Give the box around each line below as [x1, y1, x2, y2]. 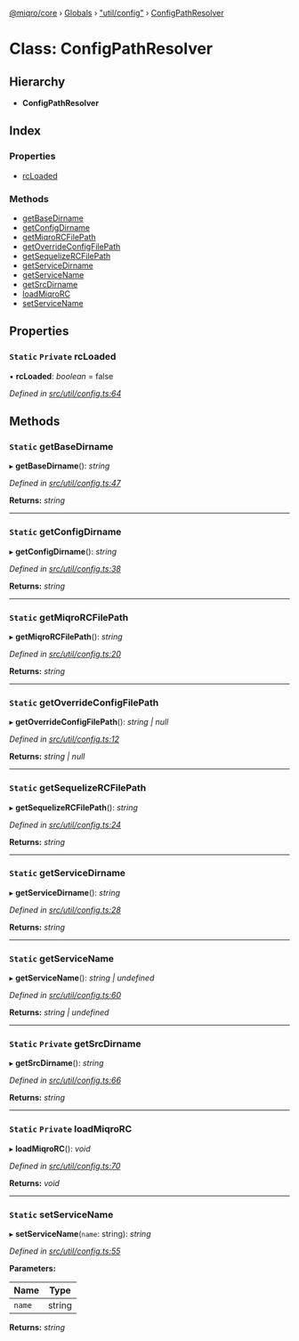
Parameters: [9, 1264, 56, 1274]
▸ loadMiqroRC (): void [9, 1143, 91, 1154]
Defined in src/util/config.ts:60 [9, 990, 122, 1001]
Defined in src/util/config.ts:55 [9, 1246, 121, 1256]
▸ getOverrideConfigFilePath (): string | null [9, 717, 169, 727]
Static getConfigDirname [9, 525, 122, 538]
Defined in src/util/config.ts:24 [9, 819, 122, 830]
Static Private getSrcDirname [9, 1037, 141, 1050]
